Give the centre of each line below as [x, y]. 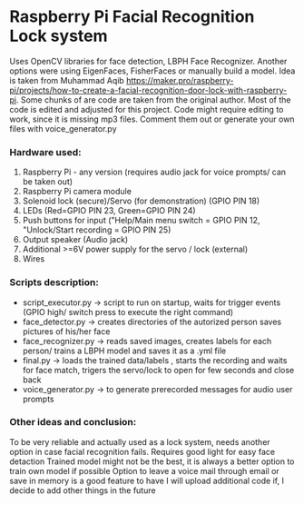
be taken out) [48, 182]
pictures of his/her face [66, 331]
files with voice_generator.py [63, 128]
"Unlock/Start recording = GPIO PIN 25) [97, 230]
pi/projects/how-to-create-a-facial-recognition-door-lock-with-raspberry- [148, 90]
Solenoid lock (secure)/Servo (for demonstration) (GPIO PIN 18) [141, 201]
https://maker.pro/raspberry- [180, 80]
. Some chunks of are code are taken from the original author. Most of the [153, 99]
